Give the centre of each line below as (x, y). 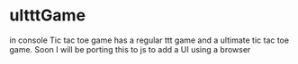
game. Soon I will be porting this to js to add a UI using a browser (130, 49)
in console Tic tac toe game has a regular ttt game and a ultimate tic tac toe (149, 40)
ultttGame (48, 16)
